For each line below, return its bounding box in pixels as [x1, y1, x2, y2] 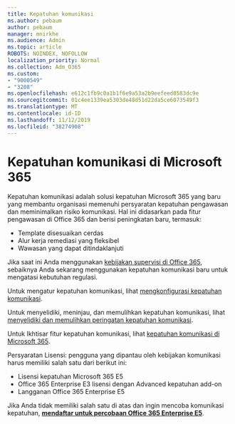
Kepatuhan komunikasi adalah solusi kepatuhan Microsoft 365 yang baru [7, 192, 221, 201]
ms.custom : [7, 70, 40, 77]
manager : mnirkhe [7, 30, 59, 38]
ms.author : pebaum [7, 17, 62, 24]
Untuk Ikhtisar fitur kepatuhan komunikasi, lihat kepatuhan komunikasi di [7, 329, 220, 338]
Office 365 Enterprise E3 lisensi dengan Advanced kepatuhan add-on [17, 380, 222, 388]
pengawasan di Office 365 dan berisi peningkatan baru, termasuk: [7, 215, 202, 224]
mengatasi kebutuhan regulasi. [7, 273, 98, 281]
